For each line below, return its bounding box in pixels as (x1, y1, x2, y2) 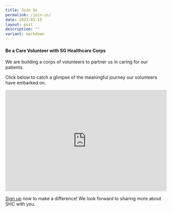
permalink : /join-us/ (5, 12, 52, 17)
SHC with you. (5, 201, 36, 207)
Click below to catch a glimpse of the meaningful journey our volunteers (5, 74, 158, 80)
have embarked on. (5, 80, 46, 86)
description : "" (5, 27, 40, 32)
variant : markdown (5, 31, 45, 37)
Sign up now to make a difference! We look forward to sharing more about (5, 196, 161, 202)
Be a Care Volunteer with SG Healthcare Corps (5, 47, 106, 54)
